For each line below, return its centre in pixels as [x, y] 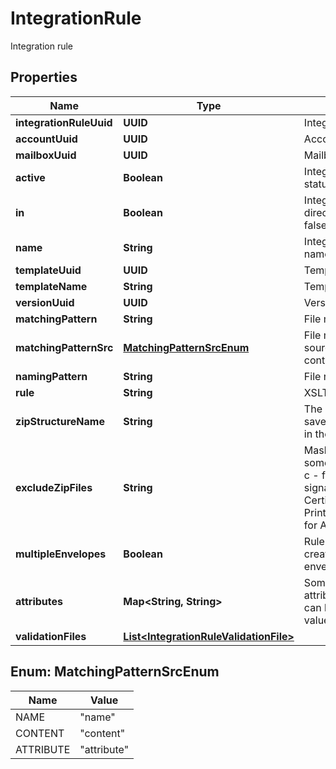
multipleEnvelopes [61, 554]
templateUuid [48, 270]
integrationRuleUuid [64, 122]
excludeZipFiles [54, 487]
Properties [44, 77]
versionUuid [45, 302]
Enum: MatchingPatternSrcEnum [115, 672]
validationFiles [51, 636]
